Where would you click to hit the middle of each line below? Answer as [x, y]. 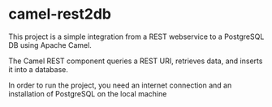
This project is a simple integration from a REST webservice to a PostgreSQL [136, 36]
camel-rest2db [60, 14]
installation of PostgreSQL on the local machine [88, 93]
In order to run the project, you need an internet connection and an [120, 85]
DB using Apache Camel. [50, 45]
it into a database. [39, 69]
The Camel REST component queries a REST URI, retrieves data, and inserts [136, 61]
